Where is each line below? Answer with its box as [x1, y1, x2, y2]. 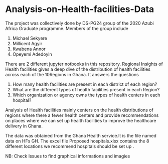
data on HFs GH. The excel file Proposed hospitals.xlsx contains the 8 [5, 138, 149, 144]
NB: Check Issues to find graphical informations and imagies [5, 153, 130, 159]
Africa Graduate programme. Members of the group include [5, 25, 129, 31]
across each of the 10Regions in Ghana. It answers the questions [5, 71, 139, 77]
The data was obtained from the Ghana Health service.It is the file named [5, 132, 156, 138]
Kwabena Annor [12, 46, 46, 52]
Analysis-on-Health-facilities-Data [5, 4, 154, 15]
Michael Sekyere [12, 35, 48, 41]
